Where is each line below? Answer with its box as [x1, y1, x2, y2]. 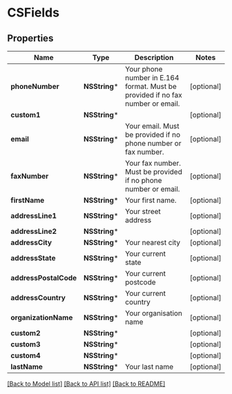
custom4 [10, 351, 41, 360]
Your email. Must [125, 121, 180, 130]
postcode [125, 277, 157, 287]
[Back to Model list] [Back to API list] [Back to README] [7, 380, 166, 388]
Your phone [125, 64, 163, 74]
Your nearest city [125, 238, 181, 247]
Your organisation [125, 308, 183, 318]
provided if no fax [125, 90, 182, 99]
